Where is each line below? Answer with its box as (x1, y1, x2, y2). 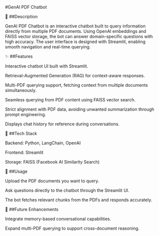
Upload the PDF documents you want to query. (5, 178, 99, 184)
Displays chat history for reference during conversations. (5, 121, 119, 127)
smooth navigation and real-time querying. (5, 44, 91, 49)
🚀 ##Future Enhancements (5, 207, 59, 212)
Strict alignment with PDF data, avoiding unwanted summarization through (5, 106, 155, 112)
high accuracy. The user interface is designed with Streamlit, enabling (5, 39, 146, 45)
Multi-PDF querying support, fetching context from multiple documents (5, 82, 148, 88)
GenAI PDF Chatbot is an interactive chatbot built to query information (5, 23, 146, 29)
